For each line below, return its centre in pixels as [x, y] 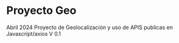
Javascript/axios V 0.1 [33, 33]
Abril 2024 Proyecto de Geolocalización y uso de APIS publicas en [90, 27]
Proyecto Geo [41, 11]
